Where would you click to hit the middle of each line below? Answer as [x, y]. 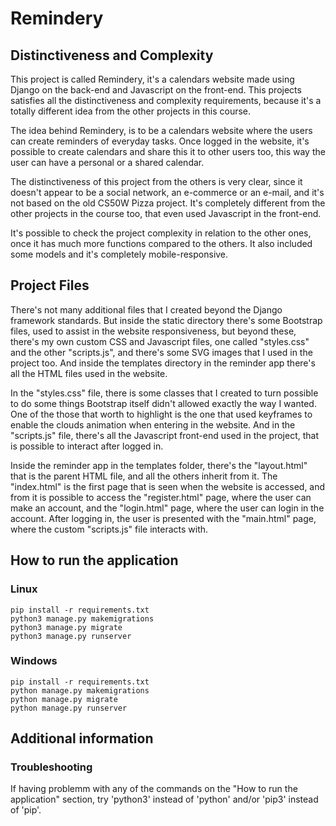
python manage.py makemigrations [80, 690]
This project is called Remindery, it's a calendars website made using [152, 79]
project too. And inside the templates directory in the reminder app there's [163, 363]
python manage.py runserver [69, 708]
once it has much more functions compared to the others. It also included [161, 243]
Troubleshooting [51, 767]
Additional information [82, 738]
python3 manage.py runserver [71, 636]
